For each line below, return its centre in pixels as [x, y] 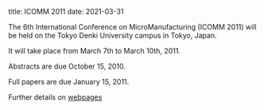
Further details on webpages [55, 97]
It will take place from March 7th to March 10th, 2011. [95, 51]
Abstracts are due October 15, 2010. [67, 66]
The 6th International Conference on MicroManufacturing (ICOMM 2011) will [132, 27]
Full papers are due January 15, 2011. [69, 82]
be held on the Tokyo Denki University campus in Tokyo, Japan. [113, 35]
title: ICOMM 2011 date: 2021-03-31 [66, 12]
